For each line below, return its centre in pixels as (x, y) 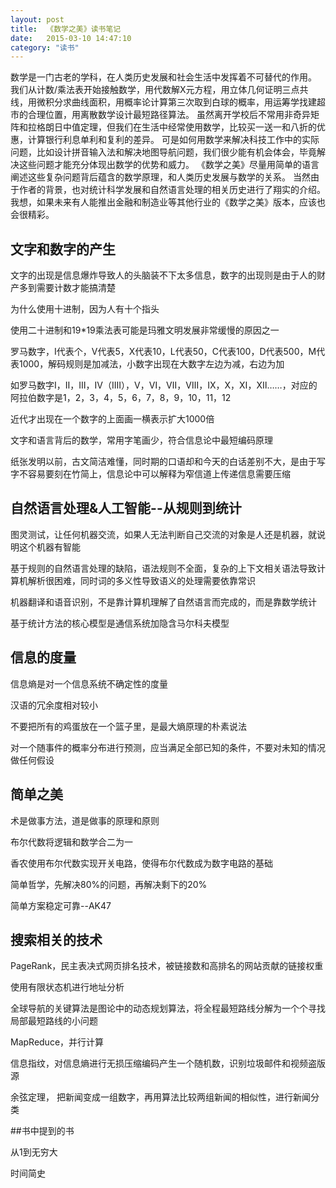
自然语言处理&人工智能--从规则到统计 (126, 508)
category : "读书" (45, 47)
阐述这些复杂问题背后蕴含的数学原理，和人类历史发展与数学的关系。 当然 (160, 177)
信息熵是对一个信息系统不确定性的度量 (89, 683)
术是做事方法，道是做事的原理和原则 (85, 820)
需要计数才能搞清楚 (76, 288)
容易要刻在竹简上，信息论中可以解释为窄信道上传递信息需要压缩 (159, 474)
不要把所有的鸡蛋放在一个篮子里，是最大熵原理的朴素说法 (128, 726)
